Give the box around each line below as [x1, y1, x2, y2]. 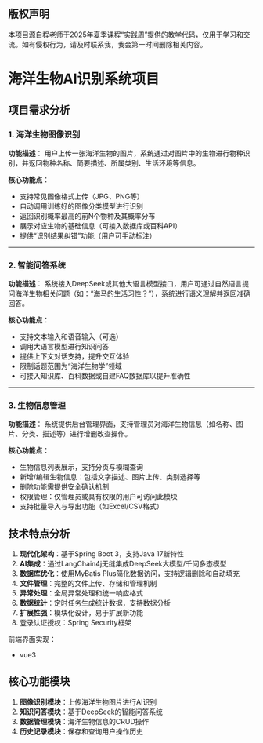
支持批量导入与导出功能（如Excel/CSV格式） [19, 501, 164, 512]
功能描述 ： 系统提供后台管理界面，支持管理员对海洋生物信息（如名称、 [8, 419, 236, 429]
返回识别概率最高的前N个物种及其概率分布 [19, 211, 156, 220]
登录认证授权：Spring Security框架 [19, 618, 131, 628]
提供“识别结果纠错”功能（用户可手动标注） [19, 231, 157, 240]
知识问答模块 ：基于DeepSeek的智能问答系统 [19, 707, 163, 716]
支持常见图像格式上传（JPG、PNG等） [19, 191, 145, 201]
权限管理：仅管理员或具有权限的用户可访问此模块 [19, 492, 178, 501]
